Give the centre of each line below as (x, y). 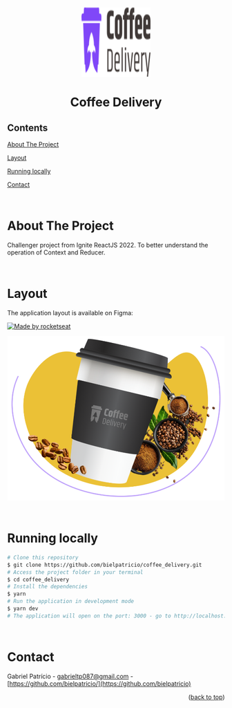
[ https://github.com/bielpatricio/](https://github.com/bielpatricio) (99, 683)
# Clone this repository (43, 557)
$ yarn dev (23, 609)
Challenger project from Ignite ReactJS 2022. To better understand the (108, 245)
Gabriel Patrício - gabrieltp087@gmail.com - (70, 676)
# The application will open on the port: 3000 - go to (89, 616)
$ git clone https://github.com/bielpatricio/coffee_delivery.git (105, 565)
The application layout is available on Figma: (70, 313)
